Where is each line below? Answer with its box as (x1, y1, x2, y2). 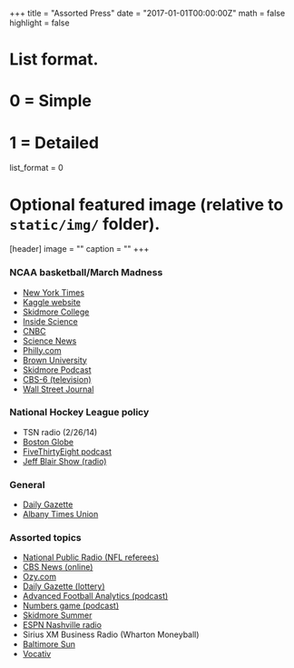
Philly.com (22, 344, 62, 355)
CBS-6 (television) (22, 374, 93, 384)
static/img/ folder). (9, 214, 161, 234)
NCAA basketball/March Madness (9, 266, 163, 279)
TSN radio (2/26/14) (22, 426, 98, 437)
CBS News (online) (22, 562, 93, 573)
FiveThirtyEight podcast (22, 445, 112, 457)
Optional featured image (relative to (9, 194, 284, 214)
